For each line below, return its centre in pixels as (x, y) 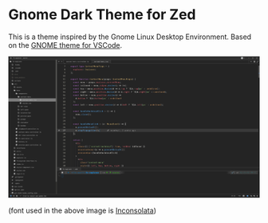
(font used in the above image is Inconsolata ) (83, 210)
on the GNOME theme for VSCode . (65, 45)
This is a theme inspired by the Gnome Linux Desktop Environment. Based (130, 37)
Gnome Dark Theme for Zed (102, 15)
